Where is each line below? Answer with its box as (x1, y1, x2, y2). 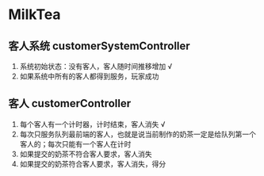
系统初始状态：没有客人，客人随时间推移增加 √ (19, 62, 173, 71)
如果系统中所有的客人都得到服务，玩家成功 (19, 71, 159, 81)
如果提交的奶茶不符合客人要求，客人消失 (19, 149, 152, 159)
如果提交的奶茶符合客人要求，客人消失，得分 (19, 159, 166, 168)
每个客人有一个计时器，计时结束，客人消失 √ (19, 119, 166, 128)
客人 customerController (8, 97, 132, 110)
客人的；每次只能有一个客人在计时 (19, 139, 132, 148)
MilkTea (8, 6, 61, 24)
